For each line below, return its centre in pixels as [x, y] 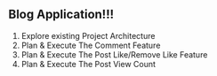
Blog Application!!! [61, 15]
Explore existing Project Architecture [88, 35]
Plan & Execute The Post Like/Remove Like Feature [114, 54]
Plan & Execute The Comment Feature [91, 45]
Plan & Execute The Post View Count [88, 64]
